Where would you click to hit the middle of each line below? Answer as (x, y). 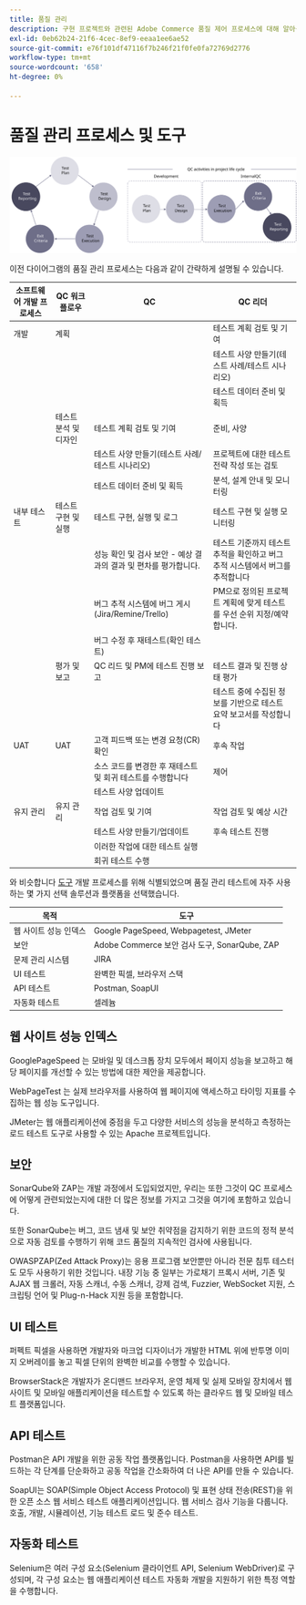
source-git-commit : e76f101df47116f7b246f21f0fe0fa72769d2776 (130, 48)
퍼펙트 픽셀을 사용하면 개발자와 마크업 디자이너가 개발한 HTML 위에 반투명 (141, 1351)
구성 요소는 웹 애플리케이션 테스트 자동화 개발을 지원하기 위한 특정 (162, 1579)
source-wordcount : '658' (56, 67)
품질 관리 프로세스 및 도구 (98, 135)
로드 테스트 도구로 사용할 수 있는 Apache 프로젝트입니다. (110, 1133)
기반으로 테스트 (257, 703)
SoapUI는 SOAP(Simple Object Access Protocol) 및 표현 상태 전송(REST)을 (147, 1490)
